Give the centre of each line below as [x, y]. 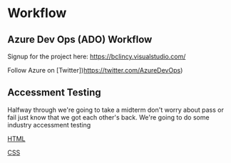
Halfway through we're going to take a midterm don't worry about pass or [116, 110]
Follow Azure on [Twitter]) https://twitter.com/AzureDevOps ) [95, 70]
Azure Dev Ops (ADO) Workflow [80, 40]
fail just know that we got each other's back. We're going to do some [108, 117]
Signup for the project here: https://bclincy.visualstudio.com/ [97, 56]
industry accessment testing [49, 125]
